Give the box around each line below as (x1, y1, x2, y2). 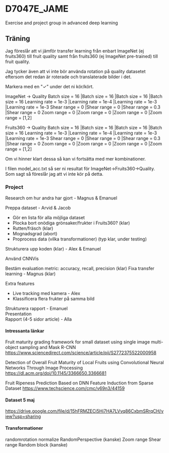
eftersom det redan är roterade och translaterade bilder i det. (5, 74, 132, 80)
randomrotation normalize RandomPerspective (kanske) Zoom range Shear (5, 436, 161, 442)
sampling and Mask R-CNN (19, 344, 76, 350)
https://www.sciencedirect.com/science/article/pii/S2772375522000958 (5, 349, 156, 356)
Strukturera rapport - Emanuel (5, 306, 68, 312)
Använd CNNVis (5, 256, 39, 262)
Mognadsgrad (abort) (12, 231, 58, 237)
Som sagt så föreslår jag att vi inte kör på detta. (5, 171, 103, 177)
